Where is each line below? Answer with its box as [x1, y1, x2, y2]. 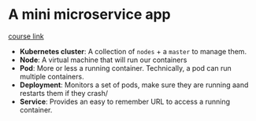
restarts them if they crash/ [19, 88, 109, 97]
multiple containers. [19, 71, 84, 81]
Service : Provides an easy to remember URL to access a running [19, 97, 231, 106]
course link [8, 31, 45, 41]
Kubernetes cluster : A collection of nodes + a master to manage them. [19, 46, 247, 56]
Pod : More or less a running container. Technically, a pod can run [19, 63, 232, 72]
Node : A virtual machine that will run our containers [19, 55, 187, 64]
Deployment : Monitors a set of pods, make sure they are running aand [19, 80, 249, 90]
